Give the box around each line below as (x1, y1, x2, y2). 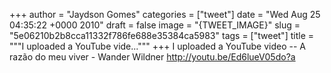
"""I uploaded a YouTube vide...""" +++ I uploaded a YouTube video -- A (9, 40, 306, 52)
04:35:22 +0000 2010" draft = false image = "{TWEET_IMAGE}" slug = (9, 19, 301, 31)
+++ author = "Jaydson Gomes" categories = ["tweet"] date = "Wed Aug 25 (9, 9, 321, 20)
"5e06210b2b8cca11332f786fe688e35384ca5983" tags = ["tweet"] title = (9, 30, 314, 41)
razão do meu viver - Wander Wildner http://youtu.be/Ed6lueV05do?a (9, 51, 296, 63)
